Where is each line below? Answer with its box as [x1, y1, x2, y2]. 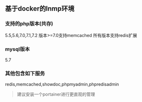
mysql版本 [5, 46, 30, 52]
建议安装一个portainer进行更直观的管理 [17, 91, 95, 97]
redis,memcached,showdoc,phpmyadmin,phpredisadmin [5, 82, 119, 87]
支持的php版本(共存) [5, 20, 53, 27]
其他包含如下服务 [5, 70, 45, 77]
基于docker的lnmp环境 [5, 4, 74, 13]
